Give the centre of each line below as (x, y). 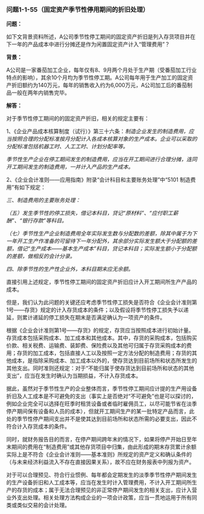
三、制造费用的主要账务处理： (43, 200)
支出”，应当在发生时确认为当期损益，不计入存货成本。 (74, 376)
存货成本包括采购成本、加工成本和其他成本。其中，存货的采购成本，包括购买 (102, 338)
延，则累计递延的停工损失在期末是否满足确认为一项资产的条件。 (86, 318)
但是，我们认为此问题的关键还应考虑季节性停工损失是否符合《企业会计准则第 (102, 302)
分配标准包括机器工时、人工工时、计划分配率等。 (67, 147)
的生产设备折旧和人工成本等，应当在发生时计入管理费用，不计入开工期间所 (99, 483)
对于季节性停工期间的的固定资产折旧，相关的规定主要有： (78, 119)
